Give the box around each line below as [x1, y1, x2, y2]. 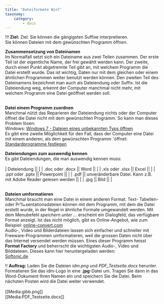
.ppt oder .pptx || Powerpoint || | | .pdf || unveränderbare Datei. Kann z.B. [5, 171, 152, 177]
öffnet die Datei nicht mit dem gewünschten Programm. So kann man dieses [5, 115, 158, 121]
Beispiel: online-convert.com [5, 223, 63, 228]
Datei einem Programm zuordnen [5, 105, 74, 111]
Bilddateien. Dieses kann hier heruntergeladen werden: [5, 248, 116, 254]
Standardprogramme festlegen [5, 141, 67, 147]
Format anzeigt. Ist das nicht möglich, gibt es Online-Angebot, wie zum [5, 217, 148, 223]
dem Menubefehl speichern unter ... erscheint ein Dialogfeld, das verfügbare [5, 212, 159, 218]
